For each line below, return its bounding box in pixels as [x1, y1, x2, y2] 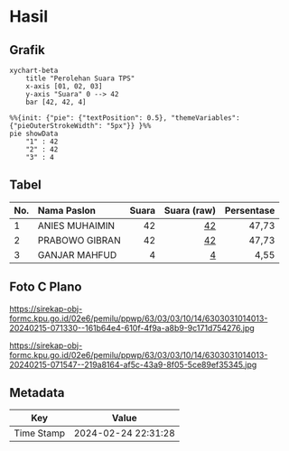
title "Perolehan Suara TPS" [25, 74, 135, 83]
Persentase [224, 204, 275, 216]
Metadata [9, 385, 65, 400]
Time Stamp [14, 427, 66, 439]
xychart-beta [9, 66, 59, 75]
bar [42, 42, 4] [25, 97, 88, 106]
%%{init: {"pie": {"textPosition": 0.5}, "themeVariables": [9, 114, 241, 123]
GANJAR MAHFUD [37, 248, 117, 261]
